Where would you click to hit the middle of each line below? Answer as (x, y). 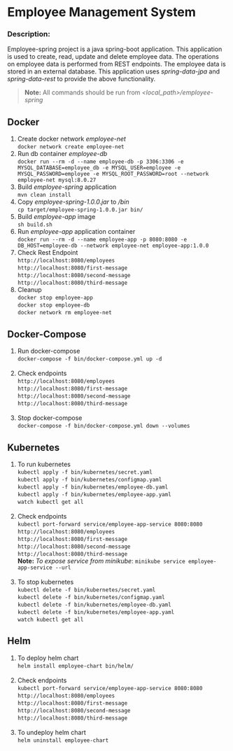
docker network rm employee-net (64, 313)
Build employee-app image (56, 217)
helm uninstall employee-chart (63, 740)
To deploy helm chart (48, 658)
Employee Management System (101, 12)
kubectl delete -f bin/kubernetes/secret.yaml (86, 590)
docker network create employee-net (71, 147)
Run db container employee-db (62, 154)
